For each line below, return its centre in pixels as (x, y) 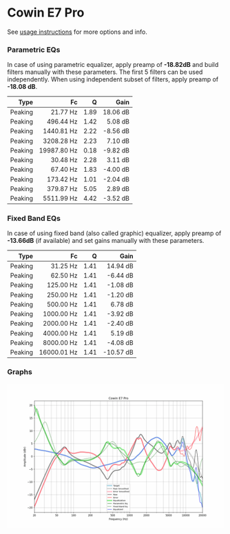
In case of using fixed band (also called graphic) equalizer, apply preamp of (114, 233)
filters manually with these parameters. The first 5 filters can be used (105, 72)
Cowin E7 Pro (46, 13)
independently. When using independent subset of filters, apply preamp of (113, 79)
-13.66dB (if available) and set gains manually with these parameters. (106, 241)
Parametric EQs (34, 50)
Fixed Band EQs (34, 218)
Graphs (20, 372)
